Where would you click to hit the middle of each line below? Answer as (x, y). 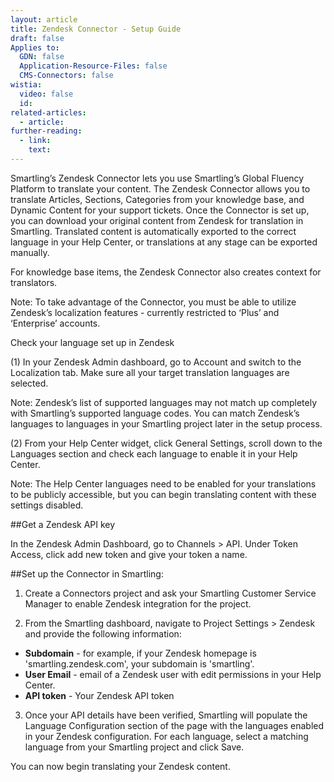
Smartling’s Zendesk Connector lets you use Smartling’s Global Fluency (157, 178)
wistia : (26, 85)
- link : (35, 141)
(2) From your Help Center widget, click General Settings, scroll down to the (166, 443)
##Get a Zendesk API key (63, 524)
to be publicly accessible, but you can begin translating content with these (163, 494)
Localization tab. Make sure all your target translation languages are (150, 372)
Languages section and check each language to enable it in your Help (154, 453)
